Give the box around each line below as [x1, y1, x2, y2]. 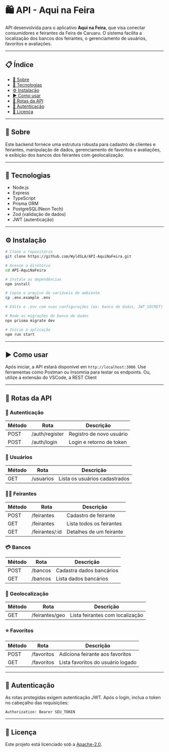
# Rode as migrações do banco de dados [5, 314, 89, 319]
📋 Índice [5, 60, 34, 69]
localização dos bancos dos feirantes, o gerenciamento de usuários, [5, 35, 147, 41]
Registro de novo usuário [68, 430, 128, 437]
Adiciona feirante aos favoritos [59, 650, 132, 657]
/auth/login [31, 439, 58, 446]
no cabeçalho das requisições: [5, 700, 69, 706]
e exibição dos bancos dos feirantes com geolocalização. [5, 152, 125, 158]
